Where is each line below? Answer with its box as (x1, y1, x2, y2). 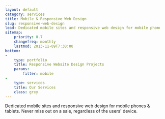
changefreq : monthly (14, 39, 56, 44)
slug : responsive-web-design (5, 21, 65, 26)
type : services (14, 80, 45, 85)
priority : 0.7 (14, 35, 43, 40)
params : (14, 67, 29, 72)
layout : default (5, 7, 38, 12)
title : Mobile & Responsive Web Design (5, 16, 87, 21)
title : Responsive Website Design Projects (14, 62, 105, 67)
